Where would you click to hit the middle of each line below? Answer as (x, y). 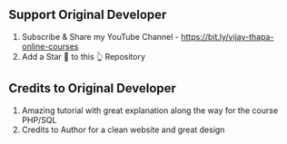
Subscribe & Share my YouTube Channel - (100, 36)
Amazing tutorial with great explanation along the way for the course (150, 110)
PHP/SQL (39, 120)
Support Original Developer (88, 15)
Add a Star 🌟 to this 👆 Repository (84, 56)
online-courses (50, 46)
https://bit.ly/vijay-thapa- (227, 36)
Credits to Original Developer (92, 88)
